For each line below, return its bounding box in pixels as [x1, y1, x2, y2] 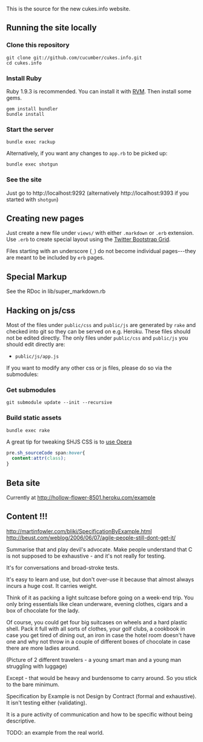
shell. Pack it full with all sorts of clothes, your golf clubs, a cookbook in [6, 625, 185, 632]
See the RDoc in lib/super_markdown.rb [6, 288, 106, 295]
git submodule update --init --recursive [6, 400, 113, 406]
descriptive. [6, 717, 36, 724]
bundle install [6, 111, 45, 117]
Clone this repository [6, 41, 70, 49]
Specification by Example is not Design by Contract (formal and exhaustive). [6, 692, 197, 700]
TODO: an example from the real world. [6, 729, 104, 736]
